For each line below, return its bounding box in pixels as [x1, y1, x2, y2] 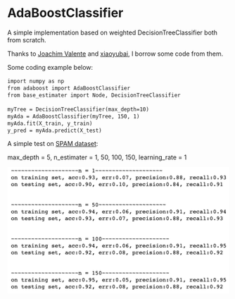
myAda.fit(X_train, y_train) [7, 120, 93, 127]
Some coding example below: [7, 63, 94, 71]
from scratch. [7, 35, 47, 44]
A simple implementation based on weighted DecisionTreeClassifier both [7, 28, 218, 37]
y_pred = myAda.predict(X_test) [7, 127, 102, 134]
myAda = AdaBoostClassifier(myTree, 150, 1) [7, 113, 140, 120]
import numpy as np [7, 78, 65, 85]
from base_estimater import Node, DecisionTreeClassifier [7, 92, 181, 99]
